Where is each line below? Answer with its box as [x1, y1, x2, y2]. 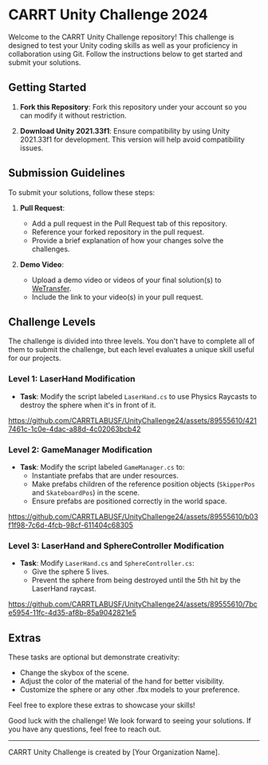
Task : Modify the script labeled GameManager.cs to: [19, 462, 185, 471]
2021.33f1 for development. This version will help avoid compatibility [19, 134, 245, 144]
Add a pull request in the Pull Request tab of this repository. [31, 218, 227, 228]
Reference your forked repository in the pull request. [31, 226, 205, 237]
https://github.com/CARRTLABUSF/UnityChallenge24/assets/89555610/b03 [8, 511, 258, 521]
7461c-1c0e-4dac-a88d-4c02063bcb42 [8, 424, 141, 434]
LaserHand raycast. [31, 584, 97, 594]
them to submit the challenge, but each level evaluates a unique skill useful [8, 345, 255, 354]
